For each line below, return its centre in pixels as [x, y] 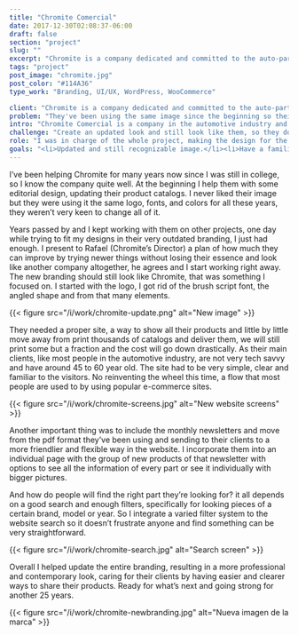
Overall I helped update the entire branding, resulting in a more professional [147, 567]
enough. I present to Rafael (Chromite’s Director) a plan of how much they [144, 248]
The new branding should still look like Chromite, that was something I [137, 276]
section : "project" [45, 42]
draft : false [33, 34]
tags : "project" [39, 67]
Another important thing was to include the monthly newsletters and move [145, 430]
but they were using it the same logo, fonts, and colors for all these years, [144, 202]
